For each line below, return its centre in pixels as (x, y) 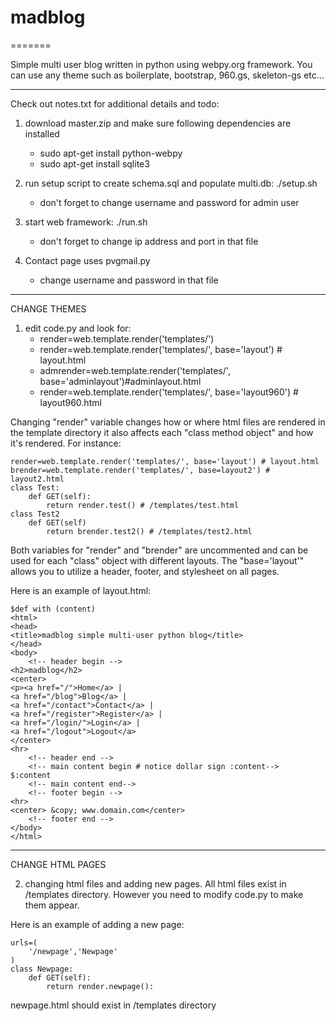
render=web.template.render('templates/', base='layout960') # (169, 392)
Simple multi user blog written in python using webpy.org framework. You (161, 64)
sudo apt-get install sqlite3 (94, 163)
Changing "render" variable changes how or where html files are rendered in (168, 422)
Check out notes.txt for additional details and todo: (115, 103)
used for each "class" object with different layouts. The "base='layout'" (157, 560)
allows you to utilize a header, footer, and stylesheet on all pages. (145, 571)
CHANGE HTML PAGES (58, 864)
